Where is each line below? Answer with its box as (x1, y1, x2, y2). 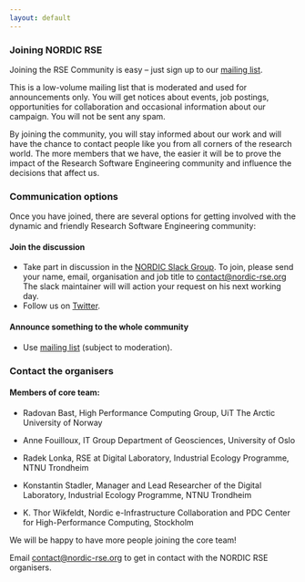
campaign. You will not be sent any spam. (9, 110, 166, 121)
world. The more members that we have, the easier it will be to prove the (9, 148, 282, 159)
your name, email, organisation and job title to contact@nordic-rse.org (22, 271, 287, 283)
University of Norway (22, 417, 103, 428)
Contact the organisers (9, 364, 114, 377)
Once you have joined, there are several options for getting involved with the (9, 211, 296, 222)
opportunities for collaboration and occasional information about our (9, 101, 266, 112)
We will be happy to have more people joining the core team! (9, 535, 237, 546)
